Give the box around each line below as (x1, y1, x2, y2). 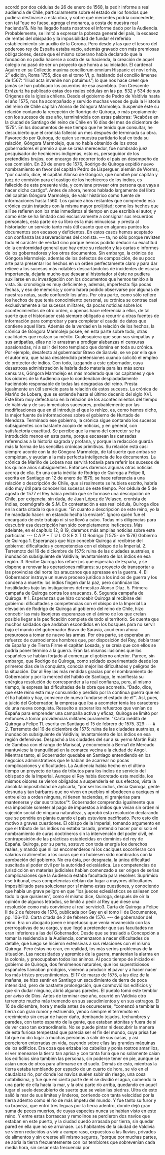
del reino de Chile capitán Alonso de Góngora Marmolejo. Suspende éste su (5, 103, 159, 109)
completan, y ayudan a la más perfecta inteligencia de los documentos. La (5, 454, 156, 460)
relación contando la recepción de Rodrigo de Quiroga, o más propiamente (5, 109, 157, 115)
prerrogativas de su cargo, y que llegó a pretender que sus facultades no (5, 925, 154, 930)
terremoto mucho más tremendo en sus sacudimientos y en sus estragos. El (5, 998, 160, 1004)
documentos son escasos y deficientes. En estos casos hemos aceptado (5, 229, 153, 235)
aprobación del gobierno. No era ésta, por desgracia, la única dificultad (5, 857, 150, 863)
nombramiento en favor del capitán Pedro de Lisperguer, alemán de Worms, (5, 166, 159, 172)
